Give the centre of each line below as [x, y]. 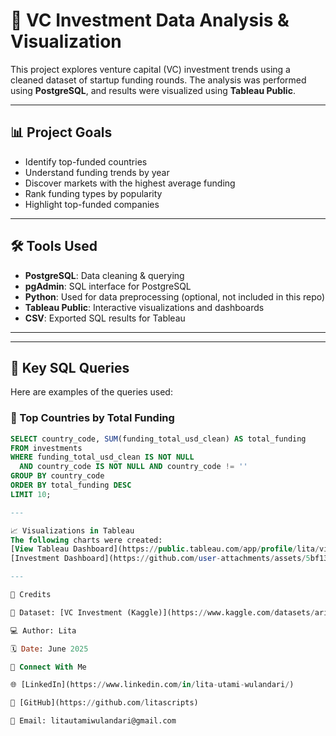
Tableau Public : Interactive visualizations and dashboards [144, 307]
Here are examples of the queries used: [91, 392]
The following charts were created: [86, 540]
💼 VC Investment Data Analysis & [150, 20]
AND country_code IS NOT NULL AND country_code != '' [133, 467]
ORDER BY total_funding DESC [71, 485]
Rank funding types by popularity [93, 193]
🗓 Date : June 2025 [49, 649]
